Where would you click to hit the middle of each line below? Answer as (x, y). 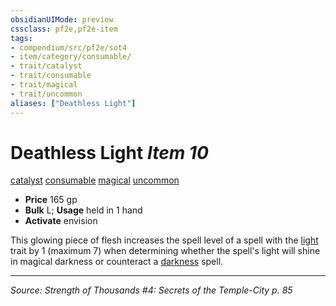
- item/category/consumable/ (71, 57)
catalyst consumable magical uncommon (95, 180)
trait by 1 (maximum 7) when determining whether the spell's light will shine (165, 251)
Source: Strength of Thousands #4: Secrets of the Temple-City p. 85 (151, 290)
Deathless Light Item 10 (109, 152)
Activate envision (61, 221)
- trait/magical (44, 85)
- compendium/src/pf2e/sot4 (69, 47)
